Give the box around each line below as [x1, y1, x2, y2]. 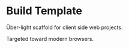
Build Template [6, 4, 83, 18]
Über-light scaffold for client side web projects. [6, 24, 123, 31]
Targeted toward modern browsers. [6, 35, 94, 42]
